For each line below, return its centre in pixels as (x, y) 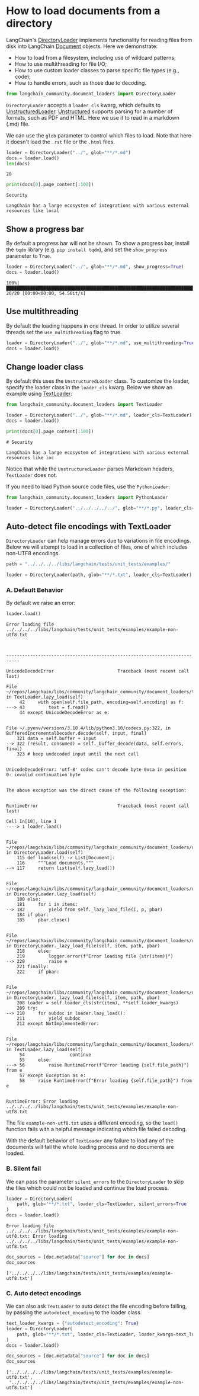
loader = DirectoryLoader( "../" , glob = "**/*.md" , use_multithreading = (95, 343)
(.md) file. (18, 124)
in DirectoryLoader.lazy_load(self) (51, 894)
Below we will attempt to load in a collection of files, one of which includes (97, 547)
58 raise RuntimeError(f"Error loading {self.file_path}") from (106, 1081)
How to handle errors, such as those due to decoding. (81, 83)
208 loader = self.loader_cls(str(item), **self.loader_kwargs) (98, 1003)
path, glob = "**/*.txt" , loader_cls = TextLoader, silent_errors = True (102, 1204)
